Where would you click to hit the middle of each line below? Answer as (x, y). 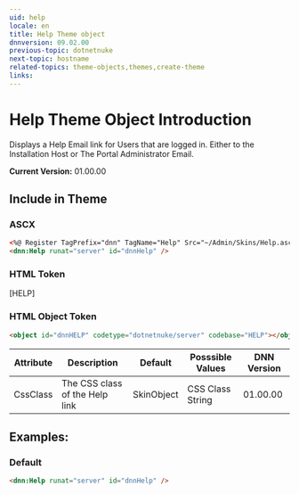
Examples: (39, 436)
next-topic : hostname (49, 59)
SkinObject (156, 394)
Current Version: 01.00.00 (58, 171)
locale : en (29, 26)
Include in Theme (58, 199)
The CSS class (92, 383)
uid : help (28, 17)
